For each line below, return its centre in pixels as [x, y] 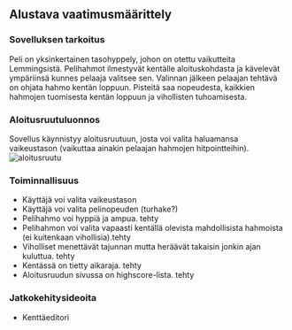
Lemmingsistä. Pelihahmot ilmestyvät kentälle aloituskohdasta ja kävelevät [145, 68]
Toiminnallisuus [44, 180]
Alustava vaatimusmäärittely [91, 15]
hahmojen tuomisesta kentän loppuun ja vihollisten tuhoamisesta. [128, 96]
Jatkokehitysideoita [53, 298]
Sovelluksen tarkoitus [57, 40]
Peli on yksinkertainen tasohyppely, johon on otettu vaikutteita [123, 59]
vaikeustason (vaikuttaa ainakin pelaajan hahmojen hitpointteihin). [129, 148]
